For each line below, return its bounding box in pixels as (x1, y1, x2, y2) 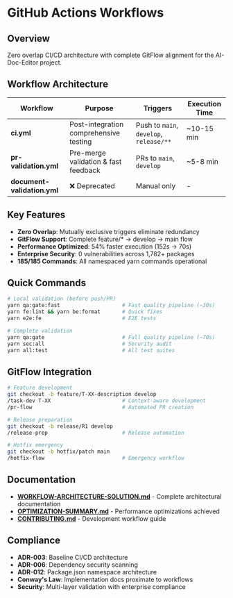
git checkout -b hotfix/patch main (7, 448, 110, 456)
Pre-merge (69, 148, 106, 158)
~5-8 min (186, 156, 218, 166)
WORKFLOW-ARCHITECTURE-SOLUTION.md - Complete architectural (17, 492, 222, 501)
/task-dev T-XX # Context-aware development (7, 397, 207, 404)
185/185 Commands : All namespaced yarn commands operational (17, 257, 207, 265)
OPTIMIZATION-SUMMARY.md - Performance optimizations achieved (17, 507, 220, 515)
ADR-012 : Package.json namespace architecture (17, 567, 157, 576)
